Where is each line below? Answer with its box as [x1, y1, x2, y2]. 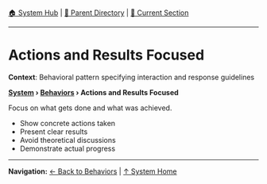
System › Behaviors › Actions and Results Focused [8, 87, 179, 97]
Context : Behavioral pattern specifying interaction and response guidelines [8, 72, 255, 82]
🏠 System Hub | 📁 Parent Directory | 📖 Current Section [8, 8, 189, 17]
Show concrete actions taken [19, 118, 116, 128]
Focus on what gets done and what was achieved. [8, 103, 172, 113]
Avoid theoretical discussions [19, 135, 117, 144]
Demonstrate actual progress [19, 144, 116, 153]
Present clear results [19, 127, 88, 136]
